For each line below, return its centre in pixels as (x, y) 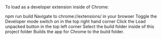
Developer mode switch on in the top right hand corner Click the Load (75, 21)
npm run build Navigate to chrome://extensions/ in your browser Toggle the (81, 16)
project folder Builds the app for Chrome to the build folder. (65, 32)
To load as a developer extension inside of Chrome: (57, 7)
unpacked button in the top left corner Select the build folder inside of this (80, 26)
